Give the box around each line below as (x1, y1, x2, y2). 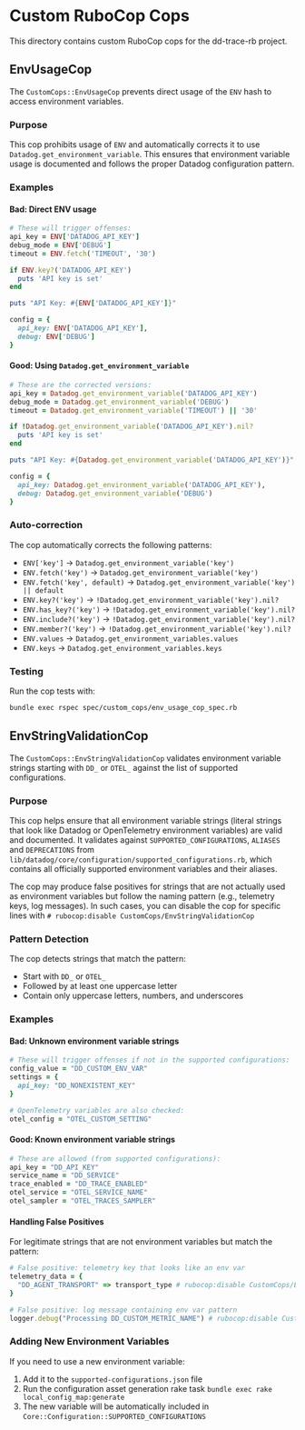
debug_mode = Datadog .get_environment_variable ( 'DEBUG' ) (9, 397, 230, 406)
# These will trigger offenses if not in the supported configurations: (9, 1055, 290, 1065)
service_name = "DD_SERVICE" (9, 1171, 120, 1180)
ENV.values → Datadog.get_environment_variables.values (22, 633, 239, 644)
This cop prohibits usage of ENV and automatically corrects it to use (9, 139, 261, 150)
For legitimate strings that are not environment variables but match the (9, 1236, 273, 1247)
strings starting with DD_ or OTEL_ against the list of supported (9, 762, 239, 773)
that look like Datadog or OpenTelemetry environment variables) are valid (9, 825, 283, 835)
